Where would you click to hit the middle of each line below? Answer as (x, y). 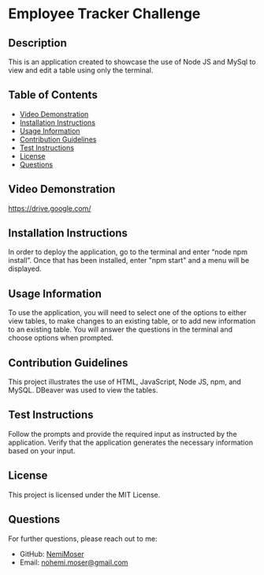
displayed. (25, 269)
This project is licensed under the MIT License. (84, 494)
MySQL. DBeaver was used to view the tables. (83, 390)
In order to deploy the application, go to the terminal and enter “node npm (128, 252)
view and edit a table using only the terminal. (81, 70)
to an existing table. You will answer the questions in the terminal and (120, 329)
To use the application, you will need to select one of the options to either (127, 313)
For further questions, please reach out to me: (83, 539)
